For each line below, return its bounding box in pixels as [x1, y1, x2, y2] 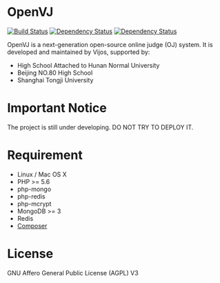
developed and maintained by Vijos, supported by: [7, 48, 150, 56]
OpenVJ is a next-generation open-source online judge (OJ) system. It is [7, 40, 213, 48]
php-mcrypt [17, 199, 52, 208]
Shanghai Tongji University [17, 75, 94, 84]
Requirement [7, 147, 83, 163]
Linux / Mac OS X [17, 170, 67, 179]
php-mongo [17, 185, 52, 193]
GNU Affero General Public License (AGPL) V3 [7, 268, 139, 277]
